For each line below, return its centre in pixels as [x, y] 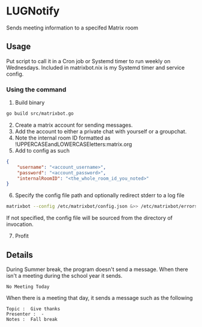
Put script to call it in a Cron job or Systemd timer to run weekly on [88, 61]
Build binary [30, 103]
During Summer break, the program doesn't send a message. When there [97, 269]
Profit [22, 236]
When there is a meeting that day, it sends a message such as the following [100, 298]
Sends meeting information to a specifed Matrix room [72, 28]
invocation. [20, 224]
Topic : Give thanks [33, 309]
